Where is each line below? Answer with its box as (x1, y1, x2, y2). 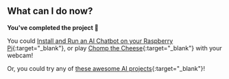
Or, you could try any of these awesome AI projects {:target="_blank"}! (7, 64, 206, 72)
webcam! (7, 51, 34, 59)
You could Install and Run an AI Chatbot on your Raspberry (7, 37, 173, 45)
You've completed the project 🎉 (7, 23, 99, 31)
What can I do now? (7, 5, 93, 17)
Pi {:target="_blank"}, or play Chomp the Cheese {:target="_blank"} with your (7, 44, 223, 52)
